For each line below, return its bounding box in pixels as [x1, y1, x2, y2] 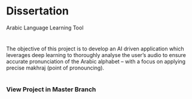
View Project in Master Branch [6, 85, 96, 94]
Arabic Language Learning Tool [6, 24, 84, 31]
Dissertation [6, 4, 69, 18]
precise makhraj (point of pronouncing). [6, 64, 105, 71]
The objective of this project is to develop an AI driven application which [6, 45, 184, 52]
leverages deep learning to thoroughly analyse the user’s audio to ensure [6, 52, 187, 59]
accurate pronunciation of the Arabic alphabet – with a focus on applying [6, 58, 186, 65]
